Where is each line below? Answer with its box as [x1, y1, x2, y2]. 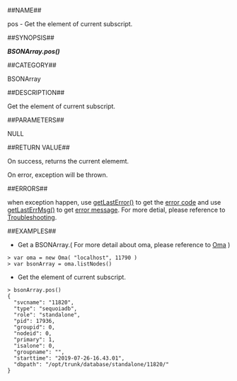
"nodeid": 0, [13, 330, 52, 337]
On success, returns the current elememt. [7, 157, 129, 165]
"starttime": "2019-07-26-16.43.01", [13, 355, 125, 362]
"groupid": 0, [13, 324, 55, 331]
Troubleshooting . [7, 213, 57, 222]
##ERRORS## [7, 184, 48, 193]
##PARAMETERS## [7, 116, 65, 124]
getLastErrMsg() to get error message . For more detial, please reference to [7, 205, 226, 214]
